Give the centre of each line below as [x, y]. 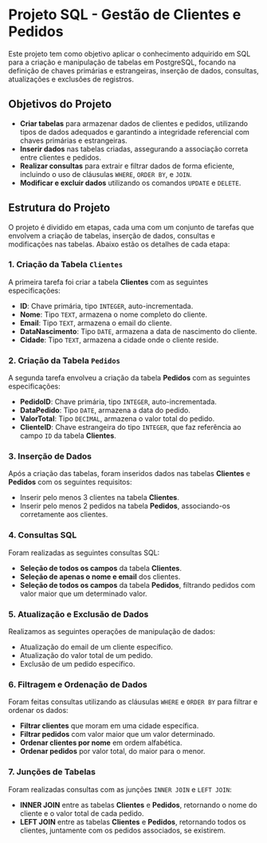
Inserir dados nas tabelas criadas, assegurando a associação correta [134, 148]
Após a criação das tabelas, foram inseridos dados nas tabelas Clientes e [130, 474]
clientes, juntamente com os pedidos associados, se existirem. [122, 830]
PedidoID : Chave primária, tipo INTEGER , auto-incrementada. [118, 402]
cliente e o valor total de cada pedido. [82, 813]
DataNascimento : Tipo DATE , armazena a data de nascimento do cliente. [138, 331]
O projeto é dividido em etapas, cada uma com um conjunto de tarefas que [131, 227]
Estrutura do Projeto [59, 208]
